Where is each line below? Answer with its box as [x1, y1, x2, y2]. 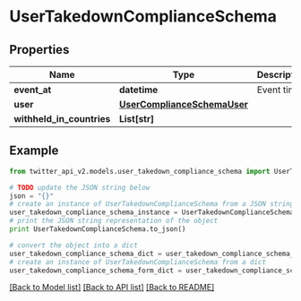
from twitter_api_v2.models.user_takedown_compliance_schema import [9, 167, 271, 176]
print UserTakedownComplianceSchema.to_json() [9, 225, 186, 234]
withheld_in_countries [13, 113, 111, 125]
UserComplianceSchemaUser [119, 99, 249, 110]
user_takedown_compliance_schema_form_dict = [9, 266, 182, 275]
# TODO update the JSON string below [9, 183, 150, 192]
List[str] [119, 113, 155, 125]
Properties [9, 42, 70, 57]
